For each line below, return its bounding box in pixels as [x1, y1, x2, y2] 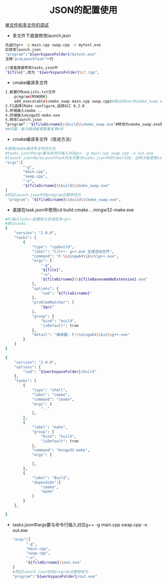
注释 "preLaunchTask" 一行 [5, 56, 54, 61]
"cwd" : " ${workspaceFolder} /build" [23, 369, 97, 374]
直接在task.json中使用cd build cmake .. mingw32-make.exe [12, 207, 134, 213]
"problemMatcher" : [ [31, 300, 75, 305]
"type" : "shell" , [31, 388, 68, 393]
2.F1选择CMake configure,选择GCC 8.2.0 [5, 103, 85, 109]
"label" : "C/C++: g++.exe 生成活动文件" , [31, 249, 114, 254]
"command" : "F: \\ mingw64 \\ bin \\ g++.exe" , [31, 253, 119, 259]
